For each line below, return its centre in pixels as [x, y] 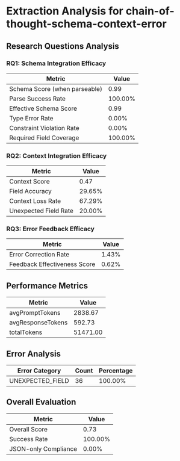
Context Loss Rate [35, 201]
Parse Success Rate [38, 99]
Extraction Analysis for [65, 11]
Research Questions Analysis [63, 46]
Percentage [116, 371]
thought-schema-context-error [86, 24]
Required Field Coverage [44, 138]
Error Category [39, 371]
